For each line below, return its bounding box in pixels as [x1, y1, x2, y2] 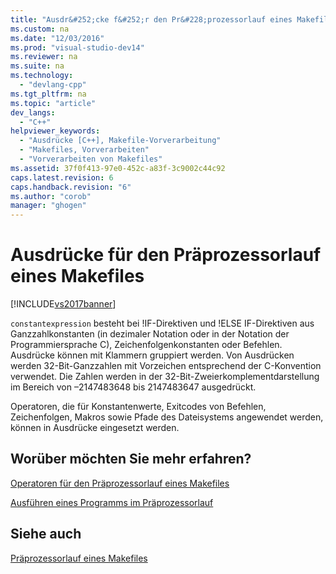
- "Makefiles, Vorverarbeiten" [19, 145, 150, 155]
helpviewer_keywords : [10, 126, 101, 136]
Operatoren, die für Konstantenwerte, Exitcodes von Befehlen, [10, 401, 267, 413]
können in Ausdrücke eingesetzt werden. [10, 422, 180, 434]
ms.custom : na [10, 24, 70, 34]
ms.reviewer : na [10, 52, 78, 62]
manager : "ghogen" [10, 201, 87, 211]
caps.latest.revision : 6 [10, 172, 114, 183]
